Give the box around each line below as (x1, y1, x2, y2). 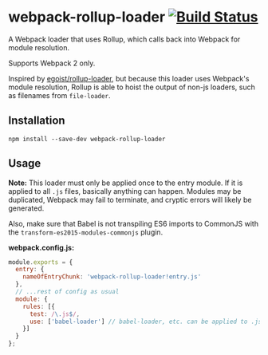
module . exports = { (8, 258, 73, 266)
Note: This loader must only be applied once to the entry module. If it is (8, 178, 243, 187)
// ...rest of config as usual (15, 288, 120, 296)
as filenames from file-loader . (8, 90, 111, 100)
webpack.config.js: (8, 243, 74, 252)
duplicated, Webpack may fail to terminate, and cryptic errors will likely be (8, 195, 252, 204)
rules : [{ (22, 302, 56, 310)
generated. (8, 203, 45, 213)
